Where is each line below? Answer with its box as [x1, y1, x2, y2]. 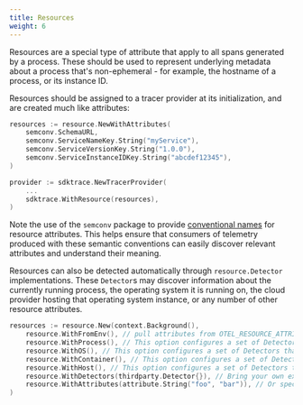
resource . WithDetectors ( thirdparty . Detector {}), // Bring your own [25, 372, 284, 381]
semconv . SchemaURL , [25, 128, 99, 137]
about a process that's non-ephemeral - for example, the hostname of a [9, 65, 277, 77]
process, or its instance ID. [9, 75, 108, 86]
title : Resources [9, 13, 75, 23]
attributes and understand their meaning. [9, 248, 162, 259]
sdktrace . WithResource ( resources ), [25, 195, 160, 204]
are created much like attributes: [9, 102, 131, 113]
